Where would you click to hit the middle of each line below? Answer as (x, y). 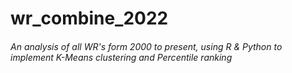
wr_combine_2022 (89, 18)
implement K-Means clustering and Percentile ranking (121, 57)
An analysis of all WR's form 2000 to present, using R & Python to (146, 46)
